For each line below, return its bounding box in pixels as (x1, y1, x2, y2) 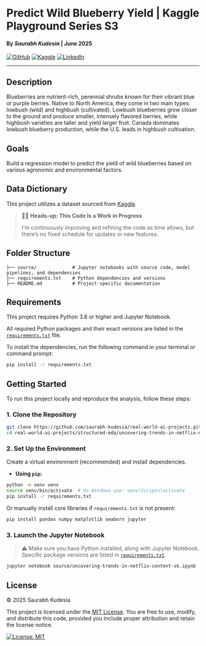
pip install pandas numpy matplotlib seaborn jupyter (6, 516, 147, 523)
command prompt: (6, 350, 53, 358)
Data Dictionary (6, 184, 67, 194)
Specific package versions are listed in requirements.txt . (21, 551, 167, 558)
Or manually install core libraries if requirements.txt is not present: (6, 505, 176, 512)
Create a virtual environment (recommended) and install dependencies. (6, 458, 187, 465)
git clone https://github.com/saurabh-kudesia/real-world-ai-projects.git (6, 424, 202, 430)
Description (6, 77, 52, 87)
